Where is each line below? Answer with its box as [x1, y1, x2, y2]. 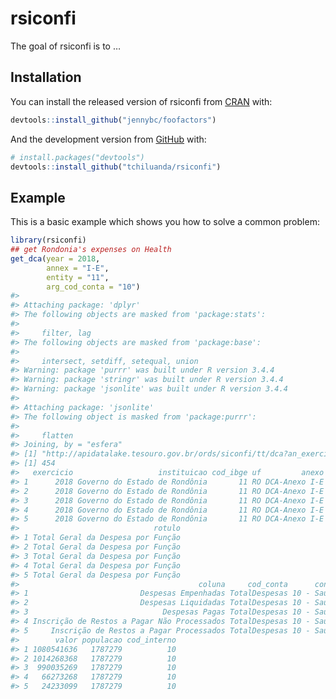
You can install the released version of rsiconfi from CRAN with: [10, 95, 273, 107]
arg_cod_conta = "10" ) [46, 282, 141, 292]
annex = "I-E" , [46, 263, 110, 273]
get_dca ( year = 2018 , [10, 253, 101, 264]
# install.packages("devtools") [10, 152, 145, 162]
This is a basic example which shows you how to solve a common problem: [10, 216, 320, 228]
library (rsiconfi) [10, 235, 87, 246]
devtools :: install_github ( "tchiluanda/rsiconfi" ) [10, 162, 222, 172]
